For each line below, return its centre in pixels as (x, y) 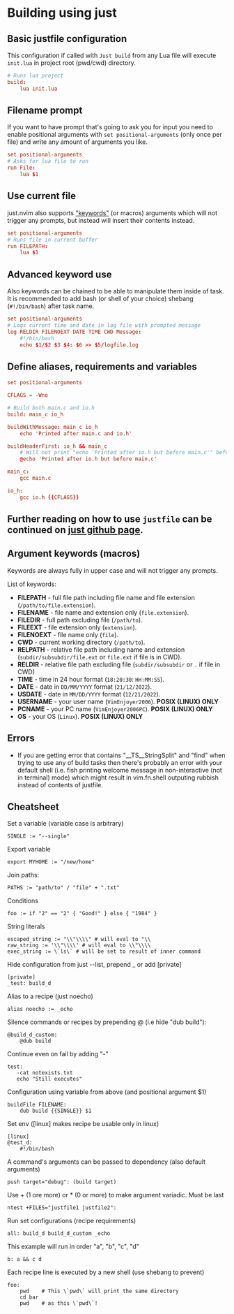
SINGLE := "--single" (39, 836)
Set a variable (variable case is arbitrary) (65, 824)
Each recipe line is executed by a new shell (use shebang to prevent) (106, 1272)
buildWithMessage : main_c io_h (53, 427)
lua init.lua (39, 89)
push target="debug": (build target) (62, 1182)
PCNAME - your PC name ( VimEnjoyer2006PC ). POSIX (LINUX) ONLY (115, 709)
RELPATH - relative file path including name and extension (101, 649)
